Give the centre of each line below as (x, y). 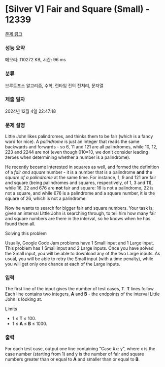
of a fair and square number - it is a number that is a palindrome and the (79, 172)
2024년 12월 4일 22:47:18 (31, 111)
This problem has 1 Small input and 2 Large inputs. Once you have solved (79, 248)
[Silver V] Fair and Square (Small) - (78, 9)
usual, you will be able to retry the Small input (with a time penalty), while (79, 259)
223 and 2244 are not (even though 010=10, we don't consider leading (77, 152)
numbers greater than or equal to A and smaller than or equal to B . (72, 359)
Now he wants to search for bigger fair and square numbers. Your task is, (80, 208)
